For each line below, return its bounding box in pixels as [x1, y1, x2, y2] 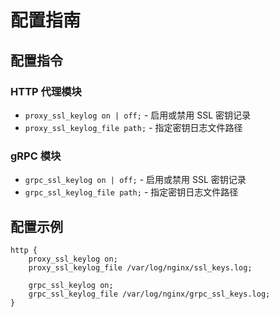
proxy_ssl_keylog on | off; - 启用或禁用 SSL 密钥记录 [24, 109, 252, 121]
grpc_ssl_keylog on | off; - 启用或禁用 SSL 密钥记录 [24, 174, 247, 186]
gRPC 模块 [10, 149, 62, 163]
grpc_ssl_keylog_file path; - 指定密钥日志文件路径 [24, 186, 239, 198]
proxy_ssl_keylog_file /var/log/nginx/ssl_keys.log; [28, 262, 253, 273]
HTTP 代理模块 [10, 84, 82, 98]
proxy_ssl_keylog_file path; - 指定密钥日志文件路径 [24, 121, 243, 133]
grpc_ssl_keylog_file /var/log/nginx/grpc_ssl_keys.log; [28, 289, 271, 299]
